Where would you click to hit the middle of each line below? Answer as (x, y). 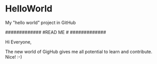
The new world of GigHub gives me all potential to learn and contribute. (79, 51)
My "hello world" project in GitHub (40, 22)
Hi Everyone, (18, 42)
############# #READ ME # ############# (56, 32)
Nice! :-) (14, 57)
